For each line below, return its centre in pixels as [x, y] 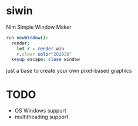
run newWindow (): [27, 38]
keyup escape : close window [46, 60]
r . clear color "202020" [44, 54]
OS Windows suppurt [40, 111]
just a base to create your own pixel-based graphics [69, 71]
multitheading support [41, 117]
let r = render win [41, 49]
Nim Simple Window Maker [39, 27]
